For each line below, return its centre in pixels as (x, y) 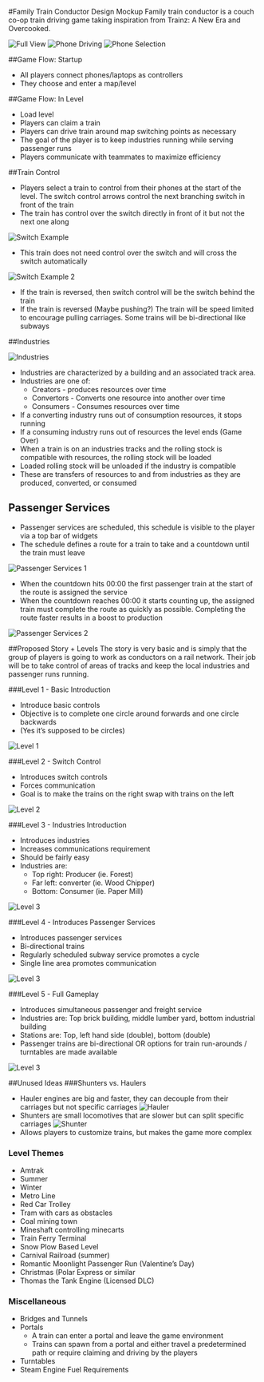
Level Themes (36, 1153)
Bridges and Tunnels (53, 1319)
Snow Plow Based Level (59, 1247)
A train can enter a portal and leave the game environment (127, 1336)
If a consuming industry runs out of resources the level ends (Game (131, 432)
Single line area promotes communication (88, 963)
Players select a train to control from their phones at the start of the (130, 188)
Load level (37, 114)
